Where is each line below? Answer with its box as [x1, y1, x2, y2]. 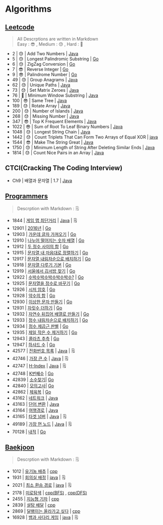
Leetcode [5, 23, 35, 31]
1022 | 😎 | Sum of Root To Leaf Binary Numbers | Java [12, 124, 123, 130]
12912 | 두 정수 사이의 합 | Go [12, 243, 69, 249]
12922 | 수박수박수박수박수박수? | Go [12, 274, 84, 280]
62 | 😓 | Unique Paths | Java [12, 82, 70, 88]
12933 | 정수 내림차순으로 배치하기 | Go [12, 317, 88, 323]
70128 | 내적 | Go [12, 428, 46, 435]
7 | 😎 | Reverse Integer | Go [12, 66, 69, 72]
